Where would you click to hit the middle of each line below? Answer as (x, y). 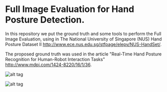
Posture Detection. (45, 20)
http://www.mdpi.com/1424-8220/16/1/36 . (49, 64)
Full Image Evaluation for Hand (70, 9)
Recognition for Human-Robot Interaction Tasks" (55, 59)
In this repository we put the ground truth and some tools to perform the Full (83, 33)
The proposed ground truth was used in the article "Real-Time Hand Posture (83, 54)
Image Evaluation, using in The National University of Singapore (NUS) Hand (83, 39)
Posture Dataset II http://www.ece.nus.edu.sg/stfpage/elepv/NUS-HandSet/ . (83, 44)
